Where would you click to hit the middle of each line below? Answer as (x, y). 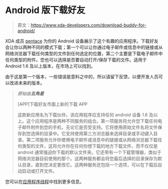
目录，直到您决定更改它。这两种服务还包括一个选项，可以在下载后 (90, 164)
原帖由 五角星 (30, 93)
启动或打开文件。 (39, 171)
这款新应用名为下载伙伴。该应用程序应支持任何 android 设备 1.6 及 (85, 114)
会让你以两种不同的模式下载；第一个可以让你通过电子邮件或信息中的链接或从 (84, 47)
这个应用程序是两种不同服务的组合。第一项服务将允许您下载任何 (92, 121)
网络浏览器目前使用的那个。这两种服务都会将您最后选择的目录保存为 (87, 158)
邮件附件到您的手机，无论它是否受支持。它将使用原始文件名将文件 (90, 127)
